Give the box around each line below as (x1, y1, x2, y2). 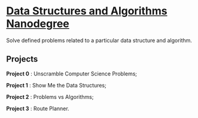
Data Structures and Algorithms (6, 4, 167, 18)
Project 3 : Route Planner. (6, 105, 70, 112)
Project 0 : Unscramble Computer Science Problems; (6, 70, 138, 77)
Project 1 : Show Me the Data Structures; (6, 81, 106, 89)
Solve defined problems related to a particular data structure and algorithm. (6, 37, 193, 44)
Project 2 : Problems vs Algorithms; (6, 93, 94, 100)
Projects (6, 54, 38, 64)
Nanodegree (6, 17, 70, 31)
